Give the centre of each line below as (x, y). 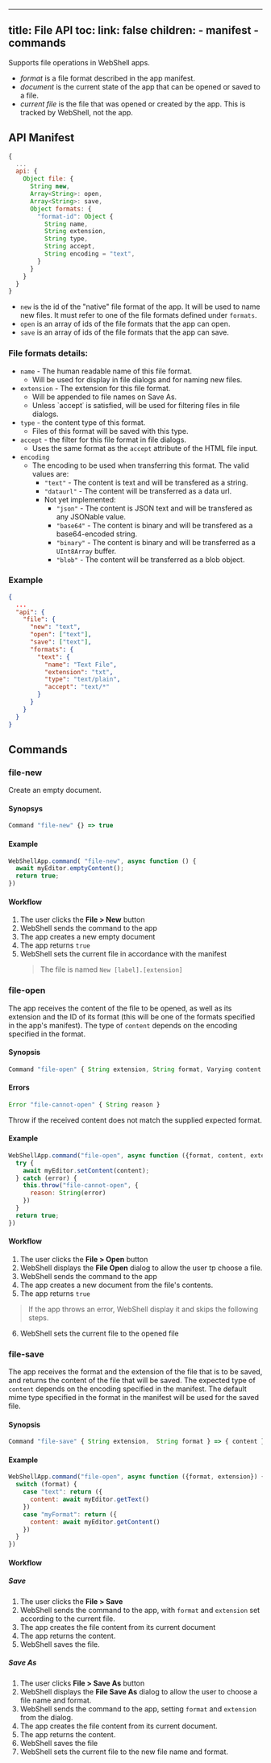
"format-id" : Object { (75, 216)
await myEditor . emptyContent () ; (70, 869)
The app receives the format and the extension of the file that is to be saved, (135, 1372)
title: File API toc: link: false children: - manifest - (134, 30)
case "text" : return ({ (63, 1492)
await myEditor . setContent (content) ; (86, 1170)
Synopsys (25, 808)
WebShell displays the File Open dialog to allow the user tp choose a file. (141, 1268)
